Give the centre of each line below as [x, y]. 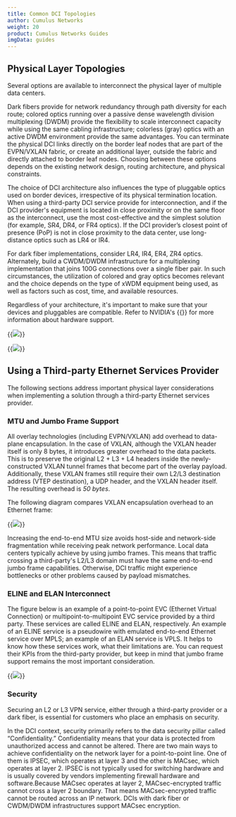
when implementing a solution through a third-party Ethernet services [108, 395]
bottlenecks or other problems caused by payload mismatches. [99, 575]
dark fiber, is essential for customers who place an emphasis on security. [113, 717]
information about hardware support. [61, 319]
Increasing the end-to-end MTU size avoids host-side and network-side [112, 538]
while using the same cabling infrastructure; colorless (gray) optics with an [116, 129]
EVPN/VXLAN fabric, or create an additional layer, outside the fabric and [112, 151]
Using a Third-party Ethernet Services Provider [113, 371]
